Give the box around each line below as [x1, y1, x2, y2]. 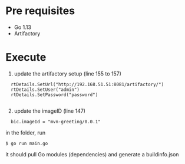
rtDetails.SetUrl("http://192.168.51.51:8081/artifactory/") [11, 81, 164, 87]
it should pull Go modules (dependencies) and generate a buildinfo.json [5, 150, 179, 158]
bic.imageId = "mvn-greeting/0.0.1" [11, 119, 101, 124]
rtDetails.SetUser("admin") [11, 87, 80, 93]
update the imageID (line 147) [14, 107, 86, 114]
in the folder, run [5, 129, 46, 136]
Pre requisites [5, 4, 75, 18]
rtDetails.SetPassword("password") [11, 91, 98, 98]
